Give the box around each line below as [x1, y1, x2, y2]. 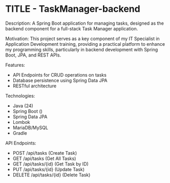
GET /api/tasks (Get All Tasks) [12, 155, 76, 161]
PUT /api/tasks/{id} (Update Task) [12, 166, 85, 172]
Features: [5, 62, 26, 68]
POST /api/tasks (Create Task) [12, 150, 77, 156]
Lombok [12, 119, 31, 125]
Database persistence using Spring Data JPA [12, 77, 108, 83]
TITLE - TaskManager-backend [5, 3, 141, 15]
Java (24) [12, 102, 33, 108]
